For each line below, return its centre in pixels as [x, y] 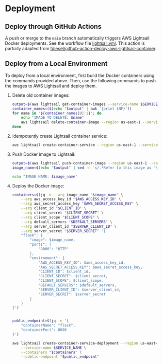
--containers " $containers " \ [51, 352]
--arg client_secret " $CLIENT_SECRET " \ [62, 213]
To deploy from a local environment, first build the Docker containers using [80, 75]
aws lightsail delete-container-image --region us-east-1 [81, 122]
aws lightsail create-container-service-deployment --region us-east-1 [86, 343]
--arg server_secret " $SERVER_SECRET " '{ [63, 231]
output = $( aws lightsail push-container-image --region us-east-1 [79, 163]
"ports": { [41, 245]
